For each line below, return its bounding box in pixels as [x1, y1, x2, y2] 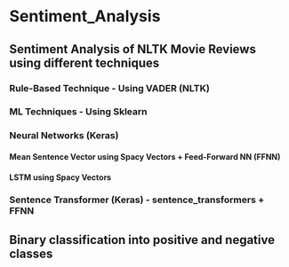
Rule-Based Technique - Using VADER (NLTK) [9, 82, 211, 94]
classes [9, 246, 53, 261]
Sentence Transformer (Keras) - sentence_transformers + [9, 193, 265, 206]
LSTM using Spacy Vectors [9, 171, 112, 183]
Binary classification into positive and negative [9, 232, 276, 247]
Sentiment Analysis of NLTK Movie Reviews [9, 42, 256, 57]
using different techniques [9, 55, 160, 70]
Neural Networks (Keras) [9, 130, 119, 142]
